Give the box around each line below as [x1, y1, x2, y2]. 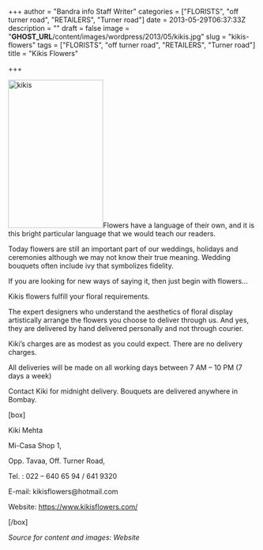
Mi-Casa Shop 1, [8, 441, 62, 450]
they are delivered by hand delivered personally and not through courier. [8, 324, 244, 333]
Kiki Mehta [8, 426, 43, 435]
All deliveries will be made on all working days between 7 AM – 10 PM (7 [8, 363, 242, 372]
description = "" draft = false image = [8, 24, 130, 32]
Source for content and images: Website [8, 533, 140, 542]
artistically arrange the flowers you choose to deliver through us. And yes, [8, 315, 250, 325]
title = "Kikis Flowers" [8, 49, 79, 58]
